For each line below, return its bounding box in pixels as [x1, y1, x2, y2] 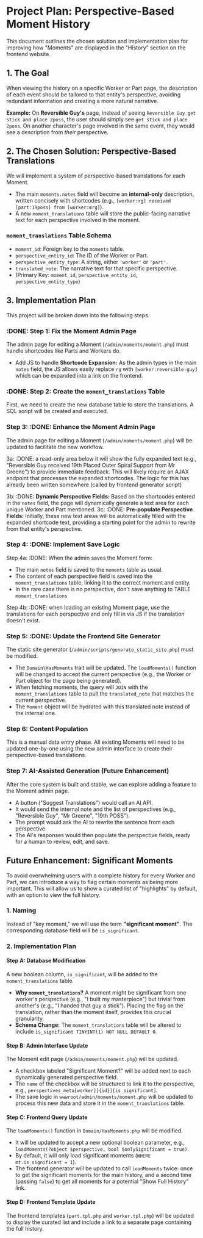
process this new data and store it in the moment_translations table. [15, 1099, 185, 1107]
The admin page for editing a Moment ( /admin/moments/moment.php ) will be [6, 436, 193, 444]
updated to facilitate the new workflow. [6, 443, 104, 450]
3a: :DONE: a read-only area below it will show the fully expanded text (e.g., [6, 455, 197, 462]
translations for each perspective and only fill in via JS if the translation [6, 610, 185, 617]
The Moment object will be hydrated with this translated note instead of [15, 703, 190, 710]
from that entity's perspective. [6, 525, 82, 532]
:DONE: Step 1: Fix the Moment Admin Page [6, 326, 137, 335]
